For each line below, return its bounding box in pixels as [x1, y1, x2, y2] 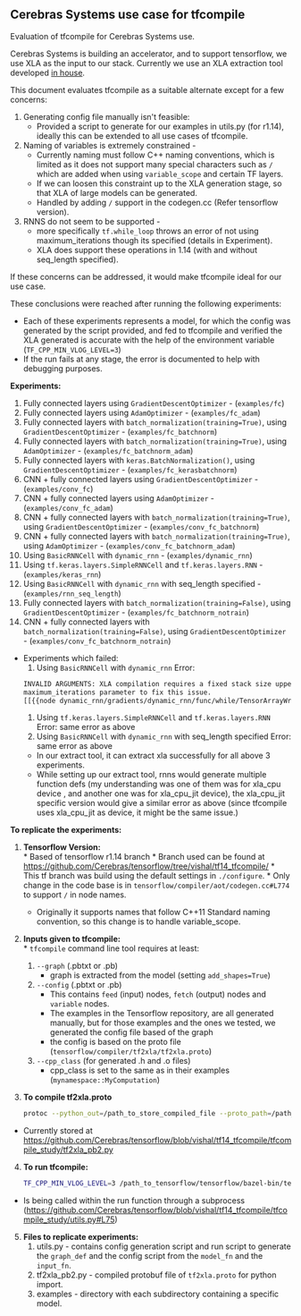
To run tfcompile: [22, 1162, 88, 1173]
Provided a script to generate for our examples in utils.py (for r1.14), [36, 121, 285, 132]
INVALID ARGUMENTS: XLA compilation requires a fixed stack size [22, 679, 272, 688]
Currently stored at [22, 1125, 93, 1136]
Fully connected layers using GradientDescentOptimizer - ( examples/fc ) [22, 397, 285, 408]
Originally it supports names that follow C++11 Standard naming [36, 907, 271, 918]
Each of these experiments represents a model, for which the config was [22, 315, 291, 326]
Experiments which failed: [22, 652, 119, 663]
